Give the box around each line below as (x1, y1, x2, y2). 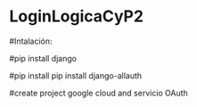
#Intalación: (9, 36, 53, 46)
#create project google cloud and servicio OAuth (9, 87, 189, 98)
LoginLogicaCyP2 (9, 6, 144, 27)
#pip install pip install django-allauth (9, 70, 143, 81)
